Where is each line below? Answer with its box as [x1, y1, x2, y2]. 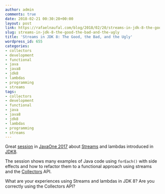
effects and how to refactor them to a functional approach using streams [5, 164, 152, 170]
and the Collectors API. [5, 169, 52, 174]
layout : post [5, 21, 32, 26]
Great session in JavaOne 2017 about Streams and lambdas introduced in [5, 144, 154, 149]
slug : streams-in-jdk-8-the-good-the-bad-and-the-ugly [5, 30, 120, 35]
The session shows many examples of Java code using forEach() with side [5, 158, 157, 164]
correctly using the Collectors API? [5, 183, 76, 189]
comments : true [5, 12, 36, 17]
